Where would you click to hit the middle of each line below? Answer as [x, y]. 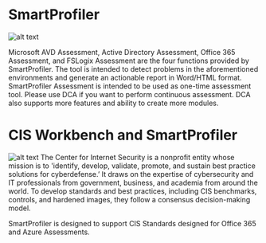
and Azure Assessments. [49, 232]
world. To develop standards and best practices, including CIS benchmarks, [133, 191]
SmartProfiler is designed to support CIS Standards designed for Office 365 [132, 223]
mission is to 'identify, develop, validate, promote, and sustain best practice [132, 166]
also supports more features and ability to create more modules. [113, 103]
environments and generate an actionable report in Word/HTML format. [125, 77]
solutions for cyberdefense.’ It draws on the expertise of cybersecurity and [131, 174]
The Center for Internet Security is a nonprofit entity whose [137, 157]
